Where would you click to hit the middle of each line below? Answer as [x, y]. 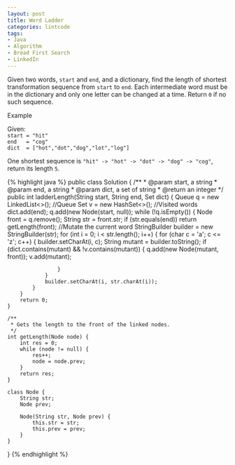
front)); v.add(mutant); [40, 256]
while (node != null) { [55, 349]
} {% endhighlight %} [38, 454]
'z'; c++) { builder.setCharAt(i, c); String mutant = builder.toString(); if [107, 241]
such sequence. [30, 102]
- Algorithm [24, 46]
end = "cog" [28, 142]
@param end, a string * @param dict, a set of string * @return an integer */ [115, 189]
